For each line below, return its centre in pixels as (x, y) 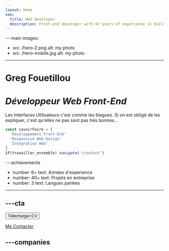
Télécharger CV (23, 216)
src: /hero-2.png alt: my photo (44, 48)
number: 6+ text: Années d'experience (53, 172)
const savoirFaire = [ (29, 130)
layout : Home (19, 10)
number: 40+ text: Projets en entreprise (53, 177)
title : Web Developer (32, 19)
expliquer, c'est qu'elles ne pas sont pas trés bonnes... (62, 120)
